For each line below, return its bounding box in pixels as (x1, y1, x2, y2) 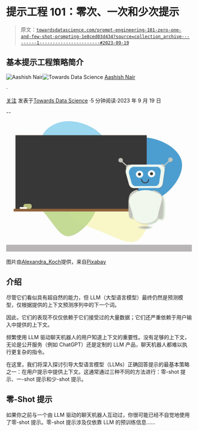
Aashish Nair (104, 73, 136, 80)
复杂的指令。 (16, 348, 48, 355)
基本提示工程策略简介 (6, 57, 84, 68)
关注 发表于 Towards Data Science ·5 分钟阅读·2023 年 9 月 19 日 (6, 97, 161, 104)
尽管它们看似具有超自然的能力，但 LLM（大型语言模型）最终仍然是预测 (6, 294, 179, 301)
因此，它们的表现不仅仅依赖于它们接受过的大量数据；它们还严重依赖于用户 (6, 313, 187, 321)
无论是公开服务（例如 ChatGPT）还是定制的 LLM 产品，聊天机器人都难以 (6, 341, 183, 348)
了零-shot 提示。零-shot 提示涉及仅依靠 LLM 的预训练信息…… (6, 419, 156, 426)
